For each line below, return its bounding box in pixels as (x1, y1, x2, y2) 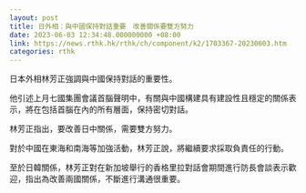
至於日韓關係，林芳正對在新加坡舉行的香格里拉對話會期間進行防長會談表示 (9, 162, 289, 173)
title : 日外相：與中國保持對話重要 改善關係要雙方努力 (9, 22, 194, 31)
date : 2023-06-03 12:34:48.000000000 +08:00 (9, 30, 181, 39)
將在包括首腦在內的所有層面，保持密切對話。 (25, 104, 193, 115)
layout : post (9, 13, 59, 23)
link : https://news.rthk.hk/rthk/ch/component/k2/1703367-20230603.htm (9, 38, 287, 48)
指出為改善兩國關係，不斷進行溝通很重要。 (25, 174, 185, 185)
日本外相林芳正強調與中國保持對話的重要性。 (9, 74, 178, 85)
